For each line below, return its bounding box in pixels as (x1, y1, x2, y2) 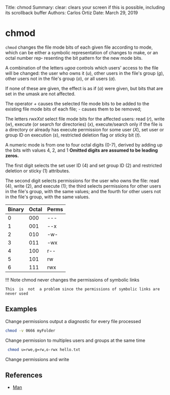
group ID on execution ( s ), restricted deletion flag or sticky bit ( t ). (5, 132, 141, 138)
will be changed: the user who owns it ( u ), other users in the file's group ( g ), (5, 70, 164, 76)
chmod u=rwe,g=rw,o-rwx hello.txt (7, 347, 81, 352)
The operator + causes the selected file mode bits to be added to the (5, 100, 150, 106)
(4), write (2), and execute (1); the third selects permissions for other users (5, 183, 161, 189)
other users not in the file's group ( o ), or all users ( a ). (5, 76, 117, 82)
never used (5, 291, 28, 296)
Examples (5, 305, 37, 313)
